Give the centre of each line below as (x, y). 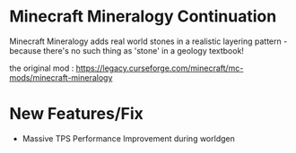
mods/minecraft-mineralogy (61, 77)
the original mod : (42, 68)
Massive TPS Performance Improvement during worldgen (128, 138)
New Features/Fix (76, 114)
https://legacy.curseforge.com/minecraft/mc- (160, 68)
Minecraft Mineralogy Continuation (143, 17)
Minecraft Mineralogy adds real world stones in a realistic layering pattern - (148, 41)
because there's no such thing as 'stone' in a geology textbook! (127, 50)
